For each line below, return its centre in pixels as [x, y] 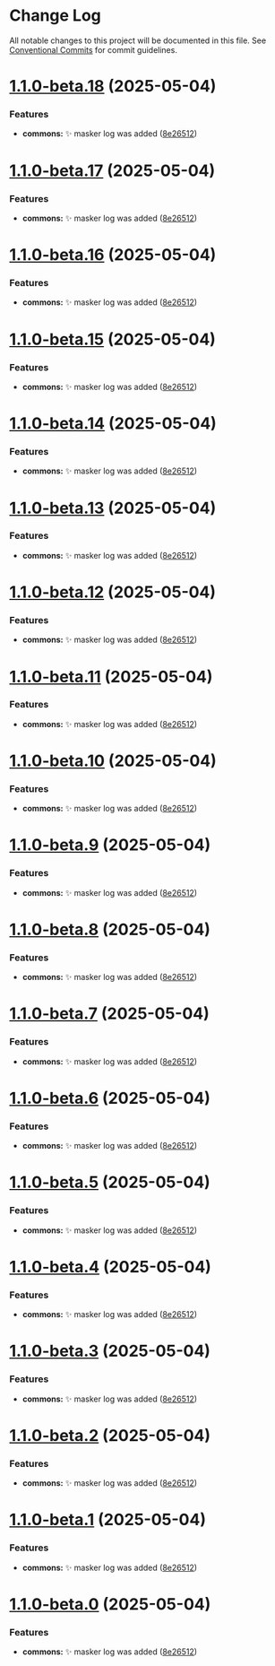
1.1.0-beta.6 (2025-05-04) [110, 1098]
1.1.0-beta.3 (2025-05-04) [110, 1351]
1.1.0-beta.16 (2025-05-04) [113, 255]
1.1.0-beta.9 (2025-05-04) [110, 845]
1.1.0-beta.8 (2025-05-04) [110, 929]
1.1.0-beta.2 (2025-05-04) [110, 1435]
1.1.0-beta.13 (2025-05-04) [113, 508]
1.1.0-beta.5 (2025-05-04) [110, 1182]
